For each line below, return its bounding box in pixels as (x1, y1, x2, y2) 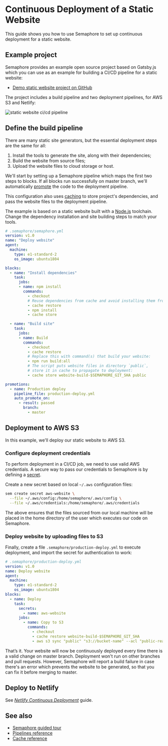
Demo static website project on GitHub (12, 84, 92, 90)
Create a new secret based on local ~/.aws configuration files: (5, 481, 133, 488)
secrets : (18, 606, 37, 611)
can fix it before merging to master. (5, 669, 77, 675)
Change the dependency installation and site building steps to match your (5, 214, 157, 220)
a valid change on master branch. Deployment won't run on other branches (5, 653, 160, 659)
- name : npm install (18, 284, 61, 289)
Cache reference (12, 735, 47, 741)
